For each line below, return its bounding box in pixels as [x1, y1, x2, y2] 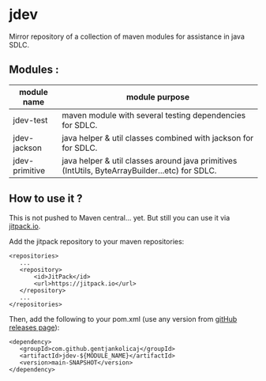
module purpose [126, 91, 190, 102]
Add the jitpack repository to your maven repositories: [9, 236, 185, 246]
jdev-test [13, 115, 48, 126]
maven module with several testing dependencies [62, 109, 246, 120]
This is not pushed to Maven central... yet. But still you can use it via [9, 213, 230, 222]
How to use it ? [9, 192, 83, 206]
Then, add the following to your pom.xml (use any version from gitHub [9, 314, 238, 323]
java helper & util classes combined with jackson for [62, 132, 254, 143]
